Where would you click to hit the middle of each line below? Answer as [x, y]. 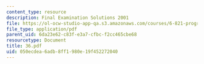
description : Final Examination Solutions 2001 [68, 18]
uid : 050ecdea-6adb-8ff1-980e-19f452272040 [62, 52]
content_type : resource [36, 12]
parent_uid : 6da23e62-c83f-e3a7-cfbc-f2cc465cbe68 [72, 35]
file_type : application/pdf [42, 29]
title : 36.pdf [24, 46]
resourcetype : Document [36, 40]
